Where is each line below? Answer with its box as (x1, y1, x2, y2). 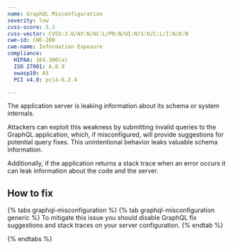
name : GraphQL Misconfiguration (7, 10, 103, 18)
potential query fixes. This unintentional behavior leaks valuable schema (7, 138, 218, 146)
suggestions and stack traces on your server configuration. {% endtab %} (7, 221, 224, 230)
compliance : (7, 50, 42, 57)
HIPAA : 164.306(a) (13, 57, 69, 64)
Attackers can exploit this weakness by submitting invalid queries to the (7, 123, 217, 132)
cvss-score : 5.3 (7, 23, 55, 30)
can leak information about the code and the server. (7, 167, 159, 175)
